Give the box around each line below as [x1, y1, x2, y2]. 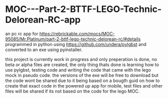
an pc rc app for [5, 30, 39, 36]
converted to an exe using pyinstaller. [5, 46, 83, 52]
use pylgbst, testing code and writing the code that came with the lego [5, 66, 151, 73]
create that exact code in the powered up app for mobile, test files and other [5, 82, 163, 88]
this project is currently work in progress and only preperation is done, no [5, 56, 157, 62]
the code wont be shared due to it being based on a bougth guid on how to [5, 77, 160, 83]
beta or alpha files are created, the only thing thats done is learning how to [5, 61, 159, 67]
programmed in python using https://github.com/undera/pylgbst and [5, 41, 147, 47]
